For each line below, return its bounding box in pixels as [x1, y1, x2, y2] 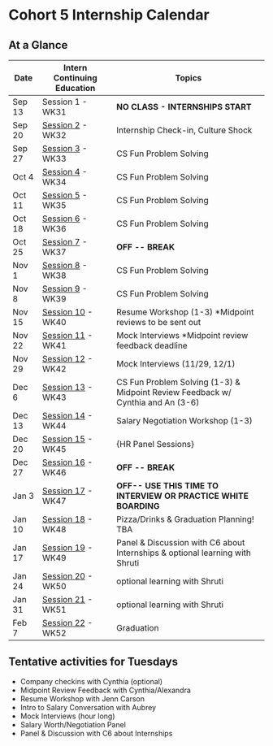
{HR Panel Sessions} [116, 439, 195, 449]
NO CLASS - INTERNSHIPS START [116, 102, 252, 112]
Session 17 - [41, 485, 93, 497]
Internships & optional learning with [116, 547, 252, 558]
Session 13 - [41, 382, 93, 393]
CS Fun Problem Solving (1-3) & [116, 376, 241, 388]
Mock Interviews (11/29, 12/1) [116, 358, 236, 369]
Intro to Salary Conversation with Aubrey [19, 702, 157, 712]
